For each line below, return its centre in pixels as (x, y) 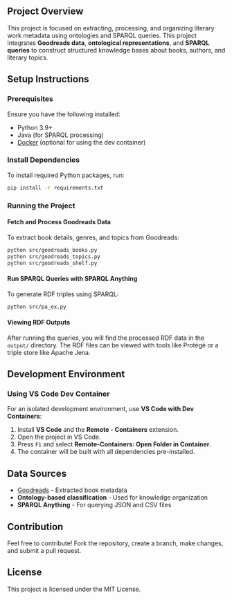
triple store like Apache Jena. (49, 352)
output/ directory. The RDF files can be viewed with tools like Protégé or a (113, 345)
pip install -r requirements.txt (55, 188)
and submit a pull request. (44, 551)
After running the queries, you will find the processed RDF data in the (106, 338)
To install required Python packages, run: (66, 175)
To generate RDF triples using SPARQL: (63, 294)
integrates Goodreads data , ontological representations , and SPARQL (108, 43)
